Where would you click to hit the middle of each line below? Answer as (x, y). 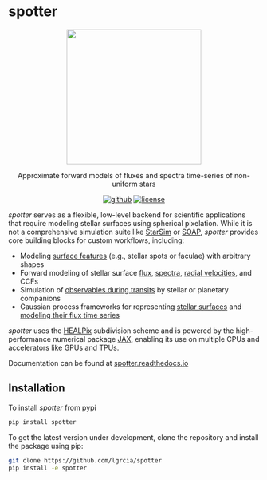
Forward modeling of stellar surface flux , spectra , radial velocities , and (136, 272)
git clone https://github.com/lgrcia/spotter (85, 460)
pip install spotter (43, 422)
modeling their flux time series (70, 315)
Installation (37, 389)
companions (40, 298)
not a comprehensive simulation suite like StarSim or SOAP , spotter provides (133, 232)
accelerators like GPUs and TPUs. (64, 347)
